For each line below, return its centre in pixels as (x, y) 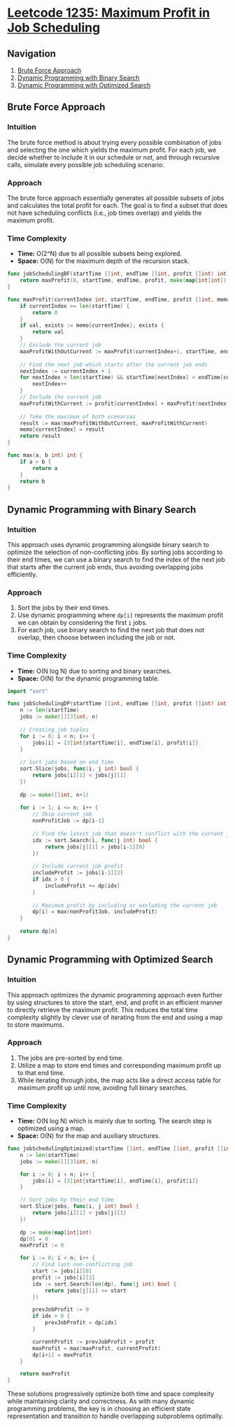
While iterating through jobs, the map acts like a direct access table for (119, 1080)
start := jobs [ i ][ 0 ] (62, 1271)
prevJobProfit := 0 (61, 1309)
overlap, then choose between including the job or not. (97, 637)
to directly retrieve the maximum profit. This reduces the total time (102, 1009)
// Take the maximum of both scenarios (78, 417)
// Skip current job (62, 814)
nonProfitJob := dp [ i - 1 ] (69, 821)
